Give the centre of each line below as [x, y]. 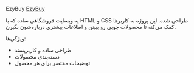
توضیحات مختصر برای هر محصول [52, 63]
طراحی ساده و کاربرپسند [43, 50]
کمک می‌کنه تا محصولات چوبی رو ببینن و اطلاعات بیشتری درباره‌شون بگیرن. [91, 27]
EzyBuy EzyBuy [25, 9]
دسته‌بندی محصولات [37, 56]
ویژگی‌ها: [16, 38]
